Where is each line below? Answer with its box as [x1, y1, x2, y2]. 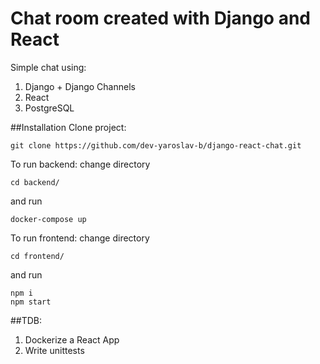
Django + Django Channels [24, 80, 136, 92]
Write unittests [24, 344, 85, 356]
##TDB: [10, 314, 43, 326]
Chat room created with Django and [10, 7, 311, 30]
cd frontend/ [10, 251, 65, 261]
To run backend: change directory [10, 158, 151, 170]
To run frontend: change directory [10, 232, 150, 244]
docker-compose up [10, 214, 87, 224]
